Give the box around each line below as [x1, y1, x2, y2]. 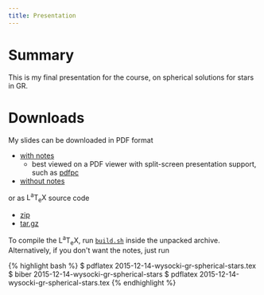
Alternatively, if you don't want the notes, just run [8, 246, 169, 255]
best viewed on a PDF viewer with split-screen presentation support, [31, 159, 257, 168]
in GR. [8, 81, 29, 90]
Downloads [8, 108, 85, 127]
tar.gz [19, 218, 40, 228]
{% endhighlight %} [111, 278, 177, 288]
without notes [19, 176, 65, 186]
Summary [8, 45, 74, 64]
